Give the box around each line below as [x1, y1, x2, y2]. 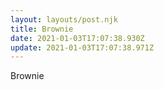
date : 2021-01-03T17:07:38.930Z [10, 33, 145, 43]
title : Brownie [10, 24, 74, 34]
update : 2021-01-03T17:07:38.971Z [10, 42, 155, 53]
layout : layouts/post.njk [10, 14, 118, 25]
